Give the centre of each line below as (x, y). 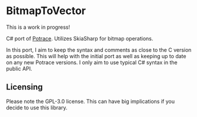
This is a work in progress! (38, 27)
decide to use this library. (37, 108)
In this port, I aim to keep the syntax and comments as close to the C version (99, 50)
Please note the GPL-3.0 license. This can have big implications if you (91, 101)
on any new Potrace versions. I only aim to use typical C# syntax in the (92, 62)
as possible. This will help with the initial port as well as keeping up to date (96, 56)
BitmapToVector (46, 11)
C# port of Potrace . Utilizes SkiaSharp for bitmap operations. (80, 38)
